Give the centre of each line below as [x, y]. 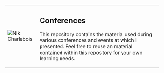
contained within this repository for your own [91, 52]
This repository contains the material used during [96, 34]
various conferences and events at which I [88, 40]
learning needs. [58, 58]
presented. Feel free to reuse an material [86, 46]
